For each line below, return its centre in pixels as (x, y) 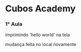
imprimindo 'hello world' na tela (37, 35)
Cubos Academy (40, 9)
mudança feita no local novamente (41, 45)
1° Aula (14, 24)
